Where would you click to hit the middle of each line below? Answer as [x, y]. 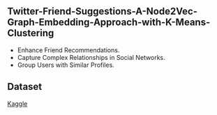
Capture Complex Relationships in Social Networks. [91, 57]
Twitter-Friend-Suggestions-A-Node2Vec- [102, 11]
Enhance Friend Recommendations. [68, 50]
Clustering [31, 33]
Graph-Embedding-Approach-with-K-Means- [109, 23]
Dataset [25, 87]
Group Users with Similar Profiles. [66, 65]
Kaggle [17, 103]
